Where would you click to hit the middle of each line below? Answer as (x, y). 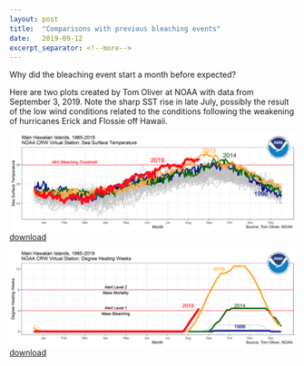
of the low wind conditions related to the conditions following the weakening (152, 111)
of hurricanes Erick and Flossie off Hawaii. (88, 121)
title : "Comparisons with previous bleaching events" (115, 29)
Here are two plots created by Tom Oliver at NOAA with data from (132, 92)
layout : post (34, 19)
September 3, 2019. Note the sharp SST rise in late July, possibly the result (149, 102)
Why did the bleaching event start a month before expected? (123, 75)
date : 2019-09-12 (46, 38)
